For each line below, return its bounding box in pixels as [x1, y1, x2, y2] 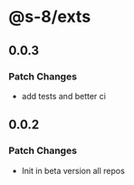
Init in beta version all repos [21, 165, 126, 176]
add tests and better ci [21, 90, 106, 101]
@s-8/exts [8, 6, 91, 27]
